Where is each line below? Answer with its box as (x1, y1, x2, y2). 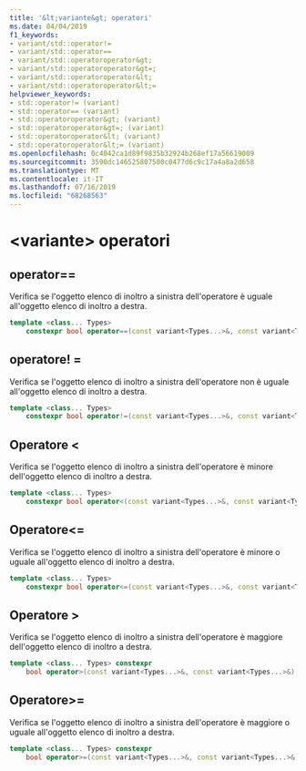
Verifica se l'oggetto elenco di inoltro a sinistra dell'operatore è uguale (9, 291, 273, 302)
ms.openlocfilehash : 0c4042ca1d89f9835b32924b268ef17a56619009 (9, 149, 255, 158)
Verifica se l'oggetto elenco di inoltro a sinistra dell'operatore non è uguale (9, 375, 290, 387)
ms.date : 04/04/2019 (9, 22, 88, 31)
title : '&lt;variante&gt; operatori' (9, 13, 153, 23)
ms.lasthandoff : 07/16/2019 (9, 183, 117, 192)
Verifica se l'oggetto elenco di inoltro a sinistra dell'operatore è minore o (9, 546, 280, 557)
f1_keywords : (9, 30, 59, 39)
